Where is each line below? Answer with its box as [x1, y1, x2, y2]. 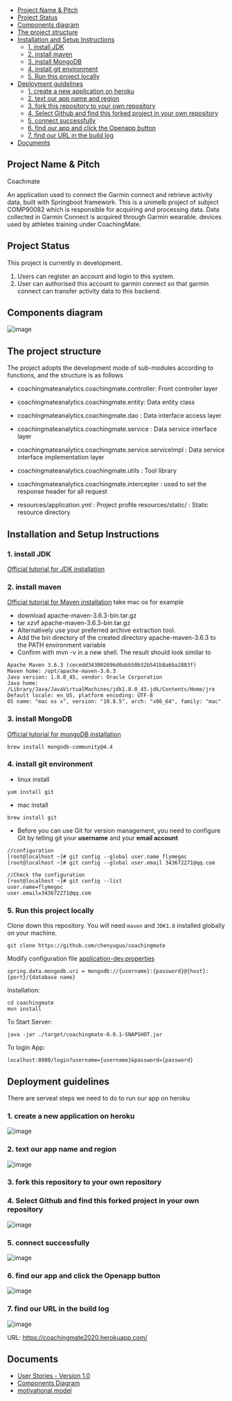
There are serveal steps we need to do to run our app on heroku [7, 1094, 190, 1102]
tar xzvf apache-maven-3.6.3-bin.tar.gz [17, 619, 131, 627]
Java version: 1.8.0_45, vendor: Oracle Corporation [7, 674, 163, 681]
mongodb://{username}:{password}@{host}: [87, 968, 209, 975]
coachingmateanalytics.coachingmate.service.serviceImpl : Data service [17, 445, 225, 454]
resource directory [17, 508, 71, 516]
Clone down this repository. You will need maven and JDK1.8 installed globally [7, 922, 225, 930]
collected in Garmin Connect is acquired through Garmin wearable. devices [7, 212, 222, 221]
